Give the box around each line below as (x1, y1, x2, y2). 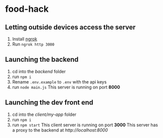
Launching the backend (5, 55, 79, 64)
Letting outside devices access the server (5, 23, 136, 31)
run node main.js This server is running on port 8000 (12, 84, 120, 90)
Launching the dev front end (5, 98, 93, 107)
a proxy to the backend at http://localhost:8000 (12, 127, 108, 133)
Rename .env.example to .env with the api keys (12, 79, 107, 84)
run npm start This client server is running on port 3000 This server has (12, 122, 158, 128)
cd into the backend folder (12, 68, 66, 74)
